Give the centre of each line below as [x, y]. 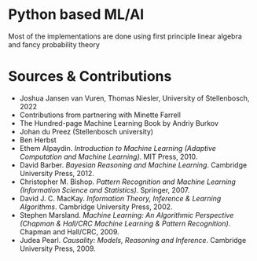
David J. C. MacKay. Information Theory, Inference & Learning [120, 198]
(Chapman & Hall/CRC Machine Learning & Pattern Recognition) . [125, 223]
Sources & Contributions [90, 77]
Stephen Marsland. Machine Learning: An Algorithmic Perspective [127, 215]
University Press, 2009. [57, 248]
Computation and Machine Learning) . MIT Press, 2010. [108, 156]
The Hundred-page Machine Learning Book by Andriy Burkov [119, 123]
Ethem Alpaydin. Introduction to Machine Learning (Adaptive [117, 148]
